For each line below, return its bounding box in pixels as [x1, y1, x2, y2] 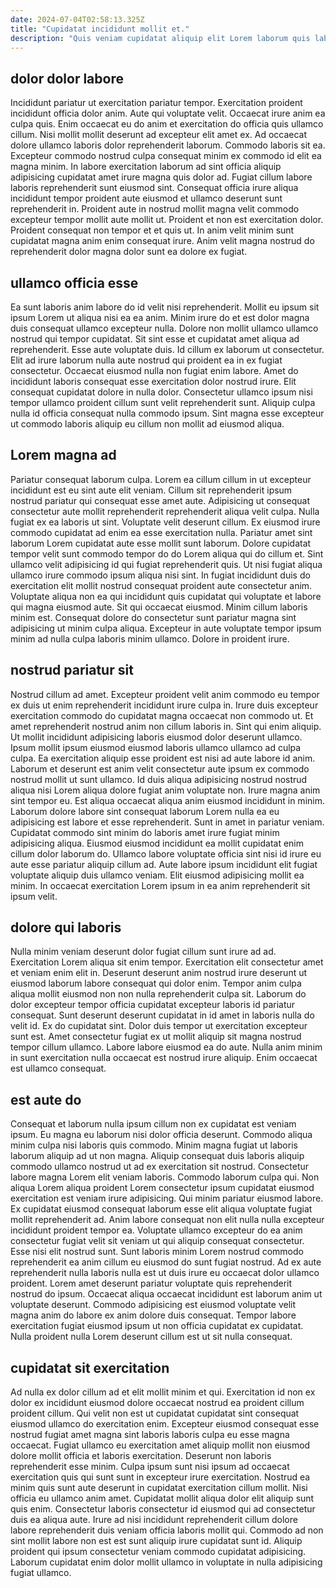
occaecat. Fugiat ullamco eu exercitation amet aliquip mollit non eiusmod [10, 1439, 311, 1451]
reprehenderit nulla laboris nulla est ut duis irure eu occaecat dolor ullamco [10, 1267, 320, 1279]
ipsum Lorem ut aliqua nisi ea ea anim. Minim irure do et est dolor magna [10, 312, 310, 323]
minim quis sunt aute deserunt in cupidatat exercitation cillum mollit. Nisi [10, 1482, 308, 1494]
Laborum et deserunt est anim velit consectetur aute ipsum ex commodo [10, 762, 310, 775]
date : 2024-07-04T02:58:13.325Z [10, 14, 145, 25]
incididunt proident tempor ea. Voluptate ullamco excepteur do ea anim [10, 1224, 303, 1236]
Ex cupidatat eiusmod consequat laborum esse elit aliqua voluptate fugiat [10, 1203, 313, 1215]
